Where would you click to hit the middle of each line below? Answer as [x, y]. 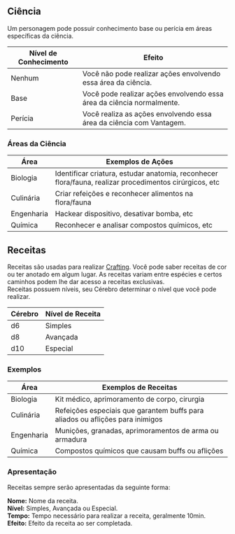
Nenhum [25, 78]
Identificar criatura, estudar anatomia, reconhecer [136, 174]
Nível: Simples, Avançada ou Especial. [63, 508]
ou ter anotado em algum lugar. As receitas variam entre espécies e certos [115, 274]
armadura [71, 440]
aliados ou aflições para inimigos [109, 419]
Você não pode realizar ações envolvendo [152, 73]
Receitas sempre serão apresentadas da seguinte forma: [89, 487]
